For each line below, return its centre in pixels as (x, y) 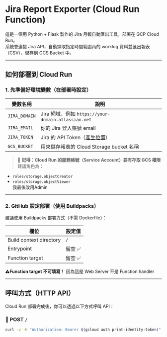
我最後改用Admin (30, 187)
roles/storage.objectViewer (41, 182)
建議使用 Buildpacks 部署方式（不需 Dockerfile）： (56, 218)
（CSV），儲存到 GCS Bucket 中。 (40, 53)
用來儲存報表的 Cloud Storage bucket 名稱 (90, 147)
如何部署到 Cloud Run (39, 75)
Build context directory (34, 240)
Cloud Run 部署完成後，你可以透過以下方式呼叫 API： (60, 306)
